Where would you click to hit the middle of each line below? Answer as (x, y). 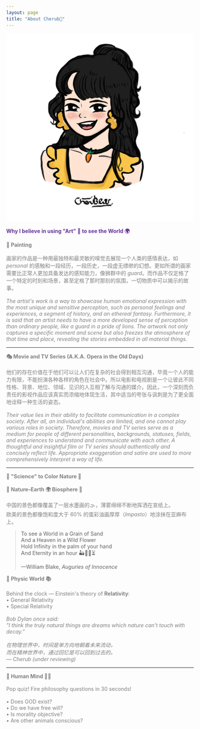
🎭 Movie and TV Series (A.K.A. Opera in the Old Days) (75, 356)
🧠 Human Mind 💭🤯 (29, 676)
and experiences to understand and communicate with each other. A (91, 440)
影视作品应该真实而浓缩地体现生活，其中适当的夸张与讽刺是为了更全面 (108, 394)
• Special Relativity (29, 606)
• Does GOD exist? (29, 701)
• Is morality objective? (35, 714)
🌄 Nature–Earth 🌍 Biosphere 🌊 (44, 489)
